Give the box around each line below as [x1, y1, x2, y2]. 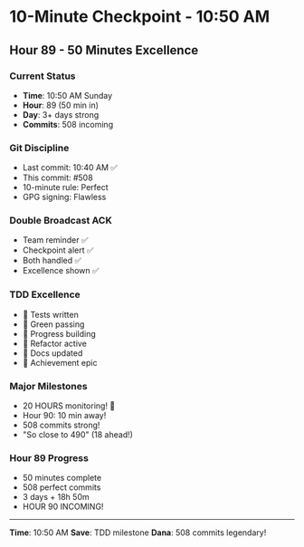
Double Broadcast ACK [9, 215, 113, 227]
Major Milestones [9, 379, 88, 392]
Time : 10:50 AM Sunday [22, 90, 113, 101]
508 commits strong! [22, 419, 100, 431]
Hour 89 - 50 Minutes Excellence [9, 43, 199, 58]
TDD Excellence [9, 288, 81, 301]
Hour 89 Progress [9, 451, 89, 464]
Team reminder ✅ [22, 235, 89, 245]
